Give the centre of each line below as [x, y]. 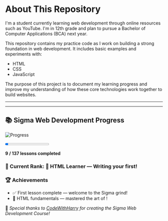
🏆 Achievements [27, 180]
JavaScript [23, 74]
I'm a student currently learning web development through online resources [83, 23]
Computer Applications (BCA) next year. [46, 33]
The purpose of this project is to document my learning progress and [76, 84]
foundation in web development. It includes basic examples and [71, 48]
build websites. [21, 94]
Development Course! [27, 213]
